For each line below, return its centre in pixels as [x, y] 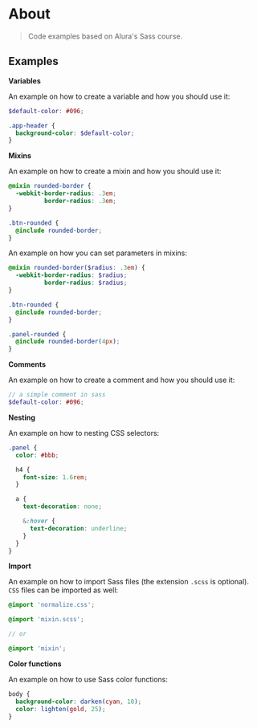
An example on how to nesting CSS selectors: [84, 433]
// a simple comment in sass [57, 395]
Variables [25, 80]
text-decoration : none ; [63, 506]
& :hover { [39, 521]
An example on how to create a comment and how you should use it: [122, 380]
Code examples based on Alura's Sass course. [105, 36]
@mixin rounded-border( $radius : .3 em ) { [77, 268]
